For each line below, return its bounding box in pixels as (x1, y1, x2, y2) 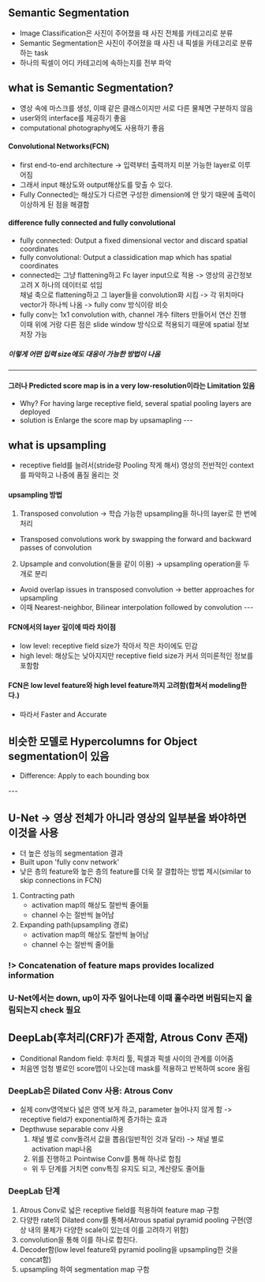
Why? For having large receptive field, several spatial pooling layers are (19, 399, 252, 408)
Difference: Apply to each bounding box (19, 771, 150, 780)
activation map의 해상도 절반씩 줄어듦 (31, 900, 149, 910)
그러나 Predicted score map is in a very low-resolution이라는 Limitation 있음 (8, 381, 256, 390)
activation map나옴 (31, 1145, 93, 1154)
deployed (19, 407, 50, 417)
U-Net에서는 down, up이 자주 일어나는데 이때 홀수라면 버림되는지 (8, 993, 243, 1004)
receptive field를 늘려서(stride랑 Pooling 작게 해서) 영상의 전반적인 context (19, 461, 255, 470)
